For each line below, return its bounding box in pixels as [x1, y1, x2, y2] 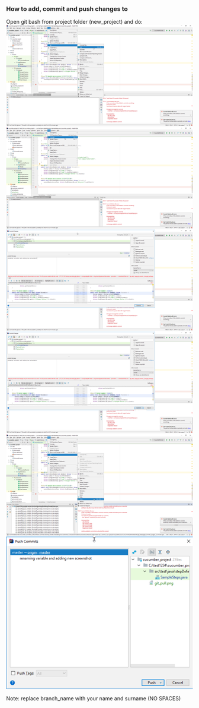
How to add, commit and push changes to [6, 5, 129, 13]
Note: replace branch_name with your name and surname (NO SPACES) [6, 695, 181, 702]
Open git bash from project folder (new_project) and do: [6, 18, 143, 26]
